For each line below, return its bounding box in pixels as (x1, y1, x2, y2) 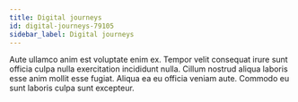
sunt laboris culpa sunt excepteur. (9, 82, 135, 94)
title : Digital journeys (9, 13, 102, 22)
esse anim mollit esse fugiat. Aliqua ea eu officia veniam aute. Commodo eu (9, 73, 290, 84)
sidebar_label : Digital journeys (9, 30, 135, 38)
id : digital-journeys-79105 (9, 21, 115, 30)
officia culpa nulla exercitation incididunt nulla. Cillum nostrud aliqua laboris (9, 64, 289, 74)
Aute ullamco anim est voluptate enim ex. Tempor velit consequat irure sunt (9, 55, 289, 65)
